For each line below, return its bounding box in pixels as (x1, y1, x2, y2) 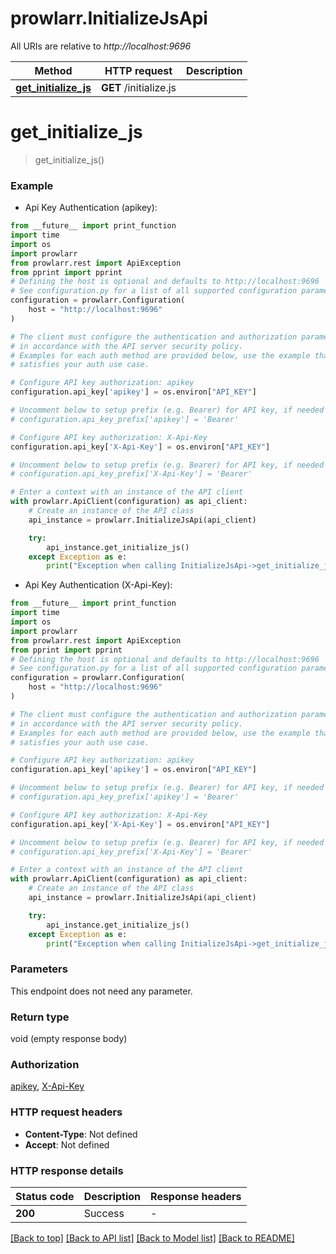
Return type (10, 1010, 70, 1024)
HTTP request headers (10, 1105, 123, 1119)
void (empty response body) (10, 1033, 128, 1045)
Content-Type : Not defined (24, 1128, 138, 1140)
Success (83, 1206, 125, 1220)
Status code (15, 1189, 75, 1203)
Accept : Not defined (24, 1138, 110, 1151)
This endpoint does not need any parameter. (10, 985, 193, 997)
